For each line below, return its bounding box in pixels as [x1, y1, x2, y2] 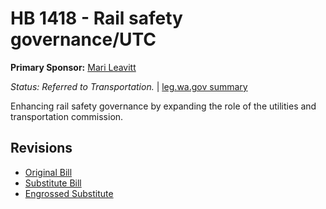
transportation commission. [10, 110, 124, 122]
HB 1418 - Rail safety [10, 7, 183, 30]
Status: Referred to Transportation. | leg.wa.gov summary [10, 80, 248, 92]
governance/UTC [10, 28, 157, 51]
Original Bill [24, 166, 73, 178]
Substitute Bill [24, 177, 82, 189]
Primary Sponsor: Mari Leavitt [10, 61, 137, 73]
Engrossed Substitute [24, 187, 114, 199]
